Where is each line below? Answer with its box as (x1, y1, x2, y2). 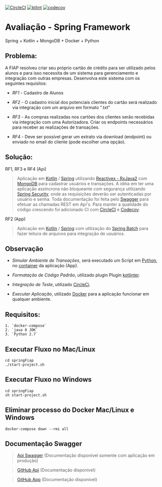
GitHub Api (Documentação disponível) (17, 467, 96, 473)
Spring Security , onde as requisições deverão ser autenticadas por (17, 191, 152, 197)
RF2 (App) (5, 216, 26, 222)
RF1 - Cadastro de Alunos (12, 90, 64, 96)
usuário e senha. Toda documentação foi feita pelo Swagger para (17, 196, 149, 202)
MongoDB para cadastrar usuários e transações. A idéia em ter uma (17, 180, 154, 186)
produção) (17, 458, 38, 464)
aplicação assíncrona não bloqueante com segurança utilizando (17, 186, 145, 192)
